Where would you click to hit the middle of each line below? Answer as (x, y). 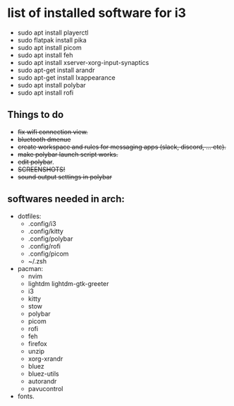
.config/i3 (42, 223)
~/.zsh (37, 261)
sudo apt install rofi (45, 92)
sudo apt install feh (45, 55)
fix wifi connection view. (53, 131)
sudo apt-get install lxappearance (66, 77)
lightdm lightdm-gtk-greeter (68, 283)
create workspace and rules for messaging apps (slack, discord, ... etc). (122, 147)
